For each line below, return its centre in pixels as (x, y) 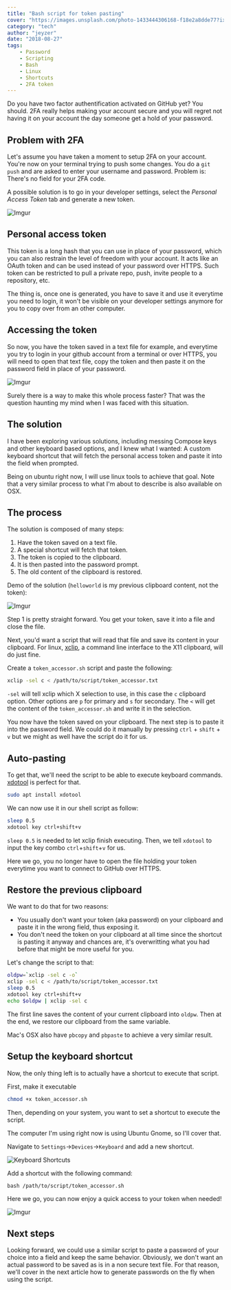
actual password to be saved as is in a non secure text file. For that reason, (113, 1265)
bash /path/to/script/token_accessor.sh (66, 1186)
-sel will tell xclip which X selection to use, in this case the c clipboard (107, 694)
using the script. (30, 1280)
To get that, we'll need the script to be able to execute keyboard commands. (115, 775)
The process (35, 512)
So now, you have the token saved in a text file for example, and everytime (112, 346)
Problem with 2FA (46, 140)
